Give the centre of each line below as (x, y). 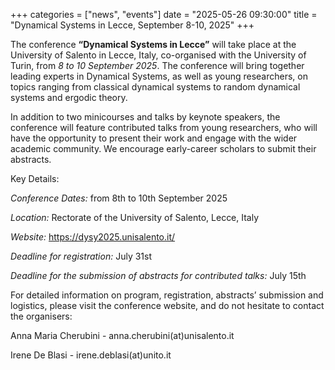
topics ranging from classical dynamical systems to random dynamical (155, 87)
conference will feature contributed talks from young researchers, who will (164, 127)
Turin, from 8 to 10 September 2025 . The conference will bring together (157, 65)
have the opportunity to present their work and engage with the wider (154, 138)
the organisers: (41, 316)
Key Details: (35, 178)
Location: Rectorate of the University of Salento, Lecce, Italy (135, 217)
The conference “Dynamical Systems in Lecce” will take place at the (153, 44)
